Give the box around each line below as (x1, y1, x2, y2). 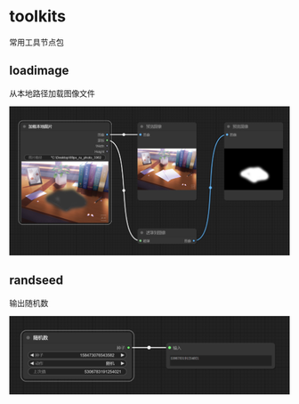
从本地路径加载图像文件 (9, 87, 95, 99)
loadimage (9, 63, 69, 78)
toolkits (9, 6, 67, 27)
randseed (9, 273, 64, 288)
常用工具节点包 (9, 36, 64, 47)
